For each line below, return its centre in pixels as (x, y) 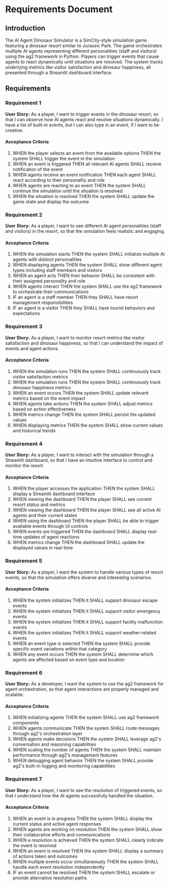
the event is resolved (35, 845)
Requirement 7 (24, 779)
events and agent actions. (32, 348)
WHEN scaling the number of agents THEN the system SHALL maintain (87, 750)
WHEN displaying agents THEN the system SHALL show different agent (87, 265)
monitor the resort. (25, 466)
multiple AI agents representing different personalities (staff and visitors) (81, 51)
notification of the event (38, 169)
